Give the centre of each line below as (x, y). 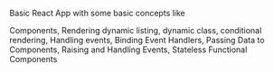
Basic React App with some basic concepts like (97, 13)
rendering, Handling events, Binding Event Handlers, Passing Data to (137, 40)
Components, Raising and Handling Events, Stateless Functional (128, 50)
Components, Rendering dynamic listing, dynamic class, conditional (136, 30)
